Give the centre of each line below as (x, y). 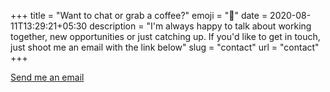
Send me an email (47, 77)
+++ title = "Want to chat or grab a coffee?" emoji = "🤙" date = (139, 15)
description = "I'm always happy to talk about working (200, 26)
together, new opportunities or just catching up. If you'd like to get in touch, (165, 36)
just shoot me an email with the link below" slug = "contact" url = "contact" (165, 47)
